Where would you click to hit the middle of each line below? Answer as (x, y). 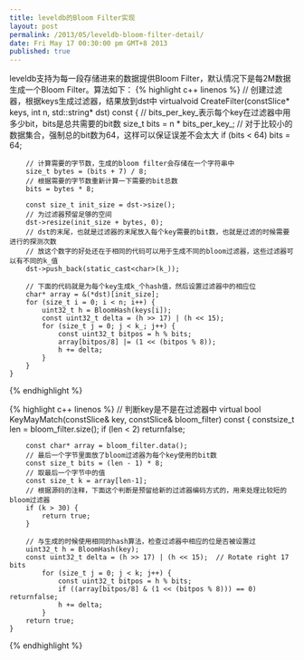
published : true (40, 52)
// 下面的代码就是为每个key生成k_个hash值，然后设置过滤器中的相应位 (141, 286)
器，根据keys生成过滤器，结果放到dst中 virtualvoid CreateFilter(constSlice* (150, 102)
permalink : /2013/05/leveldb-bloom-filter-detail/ (107, 34)
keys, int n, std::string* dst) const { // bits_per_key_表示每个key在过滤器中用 (150, 112)
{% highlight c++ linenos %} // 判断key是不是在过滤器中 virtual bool (135, 410)
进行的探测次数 (33, 242)
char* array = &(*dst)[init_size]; (93, 295)
